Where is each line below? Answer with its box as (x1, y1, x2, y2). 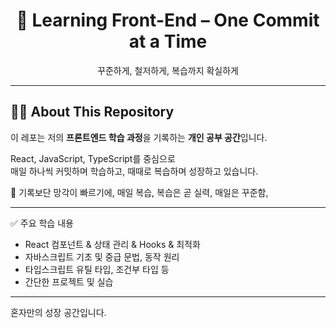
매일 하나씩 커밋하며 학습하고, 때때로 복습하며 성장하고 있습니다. (10, 165, 259, 177)
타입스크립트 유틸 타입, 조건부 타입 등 (24, 263, 170, 275)
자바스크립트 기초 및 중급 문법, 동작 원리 (24, 250, 180, 263)
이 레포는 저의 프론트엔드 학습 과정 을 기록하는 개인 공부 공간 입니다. (10, 131, 268, 143)
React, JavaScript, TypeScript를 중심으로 (10, 152, 176, 164)
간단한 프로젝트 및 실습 (24, 275, 114, 288)
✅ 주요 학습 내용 (10, 217, 74, 229)
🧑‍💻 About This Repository (10, 104, 175, 121)
